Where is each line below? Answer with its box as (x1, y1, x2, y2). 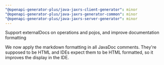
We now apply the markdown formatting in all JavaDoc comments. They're (5, 44, 157, 50)
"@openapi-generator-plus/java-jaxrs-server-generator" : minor (5, 16, 138, 21)
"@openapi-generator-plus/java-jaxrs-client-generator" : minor (5, 7, 138, 12)
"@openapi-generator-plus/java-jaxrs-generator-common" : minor (5, 12, 138, 17)
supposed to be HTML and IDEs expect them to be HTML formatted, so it (5, 49, 154, 55)
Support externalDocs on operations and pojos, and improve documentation (5, 30, 160, 36)
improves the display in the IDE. (5, 55, 69, 61)
